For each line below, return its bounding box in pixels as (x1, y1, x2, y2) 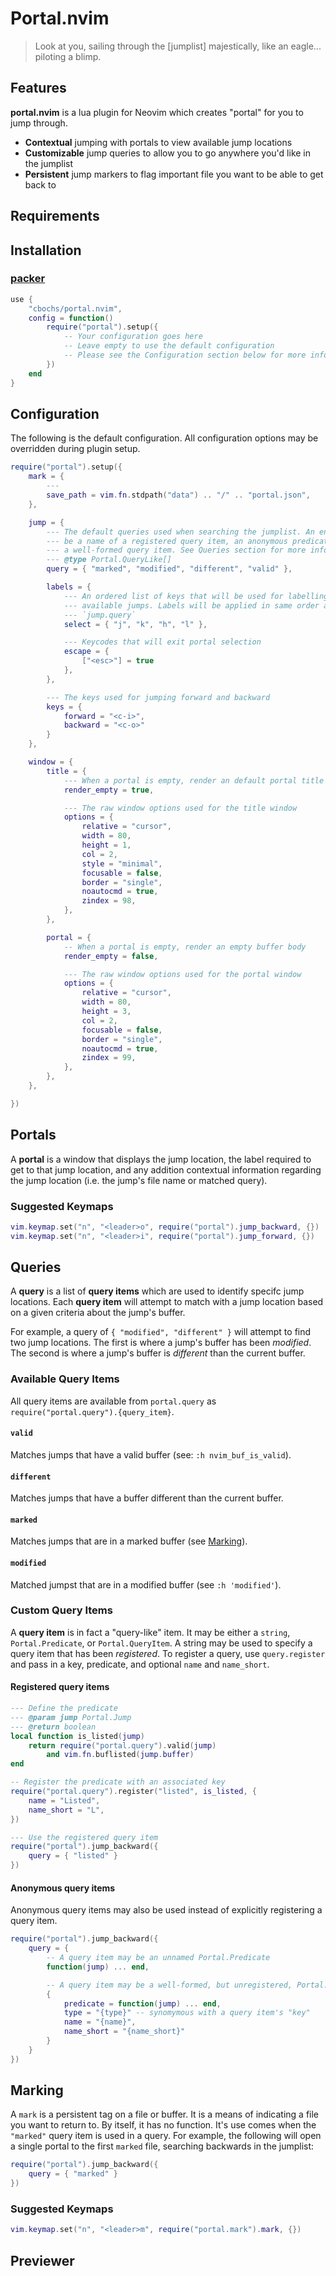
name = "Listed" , (28, 1795, 101, 1806)
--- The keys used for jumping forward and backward (46, 692, 271, 702)
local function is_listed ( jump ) (10, 1731, 145, 1741)
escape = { (63, 647, 110, 657)
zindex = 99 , (81, 1053, 137, 1063)
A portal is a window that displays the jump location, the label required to (10, 1153, 312, 1165)
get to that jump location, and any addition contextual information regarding (10, 1163, 322, 1176)
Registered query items (10, 1681, 110, 1693)
